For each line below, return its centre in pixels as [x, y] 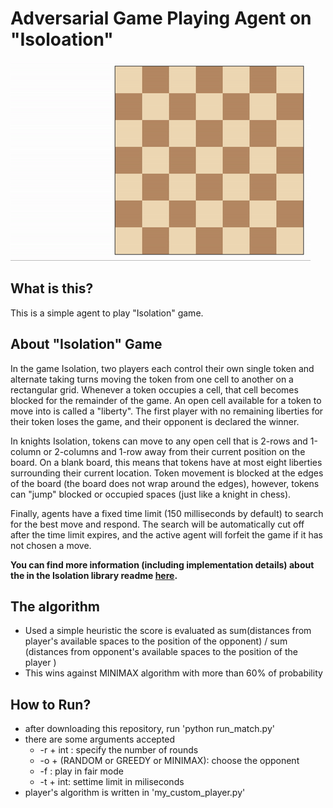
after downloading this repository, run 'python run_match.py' [149, 729]
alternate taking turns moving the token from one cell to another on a [152, 379]
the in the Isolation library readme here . [94, 575]
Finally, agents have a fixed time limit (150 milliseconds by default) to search [167, 513]
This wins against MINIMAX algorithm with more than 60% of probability [173, 673]
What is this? [52, 288]
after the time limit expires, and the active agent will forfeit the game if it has [166, 534]
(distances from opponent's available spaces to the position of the [161, 652]
